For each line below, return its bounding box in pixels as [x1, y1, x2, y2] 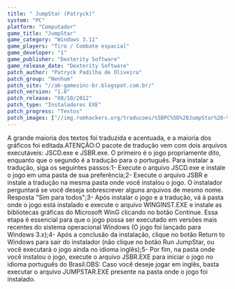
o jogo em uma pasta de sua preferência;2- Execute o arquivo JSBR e [7, 171, 208, 179]
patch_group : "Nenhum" [7, 75, 73, 83]
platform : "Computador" [7, 23, 77, 30]
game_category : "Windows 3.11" [7, 36, 99, 43]
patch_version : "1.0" [7, 88, 71, 95]
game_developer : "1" [7, 50, 68, 57]
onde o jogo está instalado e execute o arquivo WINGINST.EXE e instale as [7, 200, 222, 209]
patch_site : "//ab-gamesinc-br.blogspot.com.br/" [7, 82, 155, 89]
